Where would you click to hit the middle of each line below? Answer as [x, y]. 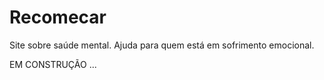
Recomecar [58, 17]
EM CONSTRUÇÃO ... [53, 64]
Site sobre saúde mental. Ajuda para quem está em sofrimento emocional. [162, 45]
